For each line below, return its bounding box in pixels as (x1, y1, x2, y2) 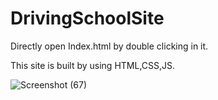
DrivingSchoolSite (10, 7, 165, 30)
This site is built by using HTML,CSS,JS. (10, 59, 176, 71)
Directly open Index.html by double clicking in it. (10, 40, 209, 52)
